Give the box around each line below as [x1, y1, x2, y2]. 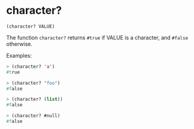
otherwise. [6, 40, 33, 47]
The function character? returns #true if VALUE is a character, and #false [6, 34, 189, 41]
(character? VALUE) [6, 23, 55, 29]
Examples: [6, 52, 32, 59]
